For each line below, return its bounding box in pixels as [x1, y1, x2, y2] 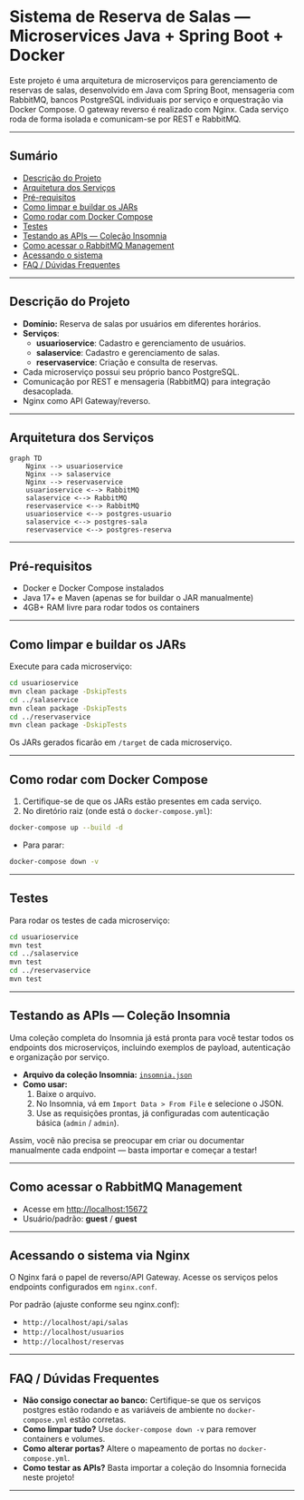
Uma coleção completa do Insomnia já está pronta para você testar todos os [9, 1032, 294, 1043]
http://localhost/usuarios [22, 1328, 125, 1338]
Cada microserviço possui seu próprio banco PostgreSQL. [22, 366, 240, 377]
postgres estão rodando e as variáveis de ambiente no [22, 1405, 226, 1416]
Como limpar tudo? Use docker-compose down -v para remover [22, 1424, 257, 1435]
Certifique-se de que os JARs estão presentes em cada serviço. [22, 796, 262, 807]
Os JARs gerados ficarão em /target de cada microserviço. [9, 737, 233, 748]
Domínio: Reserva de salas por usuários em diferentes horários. [22, 318, 261, 328]
